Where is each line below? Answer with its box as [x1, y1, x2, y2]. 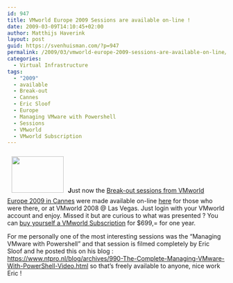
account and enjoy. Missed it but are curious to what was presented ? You [7, 212, 218, 220]
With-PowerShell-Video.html [7, 261, 89, 271]
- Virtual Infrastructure [13, 62, 89, 69]
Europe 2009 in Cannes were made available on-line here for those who [7, 197, 213, 205]
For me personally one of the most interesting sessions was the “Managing [7, 232, 221, 241]
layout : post [7, 36, 45, 43]
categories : [7, 55, 42, 62]
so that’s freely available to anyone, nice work [89, 261, 221, 271]
